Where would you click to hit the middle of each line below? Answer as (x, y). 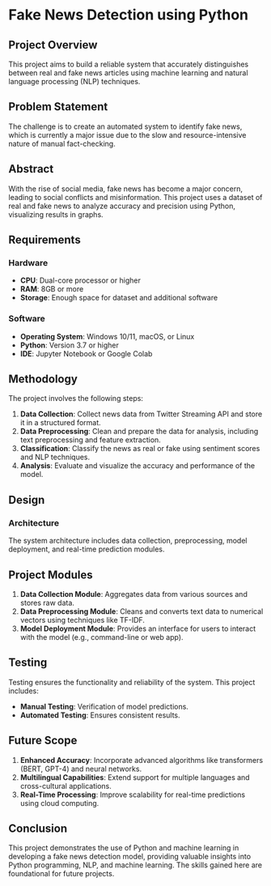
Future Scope (43, 741)
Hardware (28, 262)
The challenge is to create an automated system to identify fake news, (125, 126)
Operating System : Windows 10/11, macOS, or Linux (107, 336)
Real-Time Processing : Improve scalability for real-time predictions (132, 794)
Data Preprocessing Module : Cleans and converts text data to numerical (142, 611)
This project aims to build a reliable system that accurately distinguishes (129, 64)
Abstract (31, 169)
